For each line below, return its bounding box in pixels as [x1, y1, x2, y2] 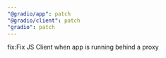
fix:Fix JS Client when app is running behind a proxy [7, 43, 159, 52]
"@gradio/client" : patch [7, 17, 81, 24]
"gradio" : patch [7, 23, 55, 30]
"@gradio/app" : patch [7, 10, 71, 18]
